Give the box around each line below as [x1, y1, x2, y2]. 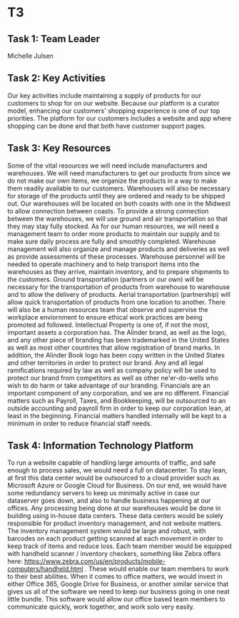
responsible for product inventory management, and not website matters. [7, 519, 223, 528]
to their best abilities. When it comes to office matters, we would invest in [7, 572, 223, 581]
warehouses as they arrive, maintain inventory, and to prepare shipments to [7, 267, 230, 275]
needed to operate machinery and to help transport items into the [7, 260, 200, 268]
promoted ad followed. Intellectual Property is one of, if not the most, [7, 320, 210, 329]
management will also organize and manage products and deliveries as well [7, 244, 230, 253]
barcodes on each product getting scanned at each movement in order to [7, 535, 223, 543]
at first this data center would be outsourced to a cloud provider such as [7, 474, 220, 482]
